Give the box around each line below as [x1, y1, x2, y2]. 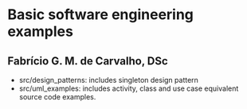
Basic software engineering [7, 6, 194, 24]
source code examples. [18, 92, 96, 101]
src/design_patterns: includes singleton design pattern [18, 76, 198, 84]
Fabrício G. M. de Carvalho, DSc [7, 54, 168, 68]
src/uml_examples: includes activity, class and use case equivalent [18, 84, 239, 93]
